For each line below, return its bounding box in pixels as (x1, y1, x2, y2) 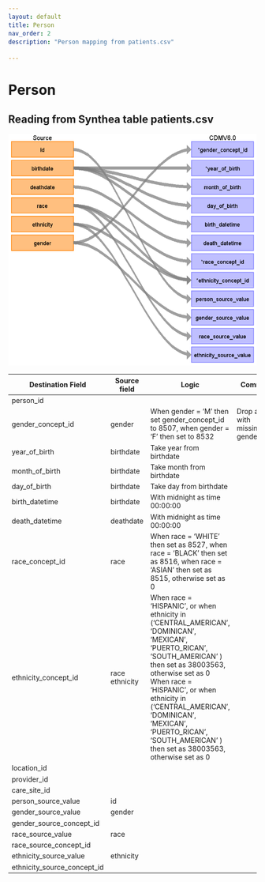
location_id (11, 763, 47, 773)
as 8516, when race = (150, 556, 222, 566)
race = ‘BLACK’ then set (150, 548, 228, 557)
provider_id (11, 775, 49, 784)
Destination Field (28, 380, 87, 390)
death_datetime (11, 516, 62, 526)
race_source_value (11, 829, 73, 839)
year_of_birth (11, 447, 54, 457)
